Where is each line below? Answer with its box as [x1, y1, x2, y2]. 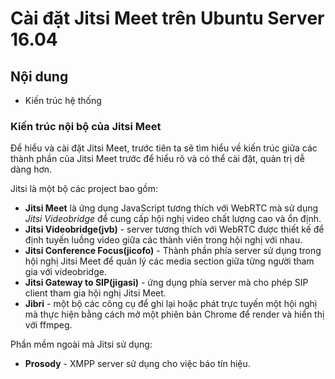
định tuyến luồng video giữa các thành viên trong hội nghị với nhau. [24, 234, 303, 246]
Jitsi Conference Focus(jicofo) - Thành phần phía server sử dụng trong [24, 245, 322, 257]
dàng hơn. [10, 163, 53, 176]
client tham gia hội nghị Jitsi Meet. [24, 287, 167, 299]
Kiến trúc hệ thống [24, 95, 102, 106]
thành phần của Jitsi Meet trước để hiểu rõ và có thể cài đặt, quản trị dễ [10, 153, 305, 165]
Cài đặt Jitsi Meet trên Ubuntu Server [10, 7, 325, 30]
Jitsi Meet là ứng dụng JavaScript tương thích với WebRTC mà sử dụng [24, 202, 319, 214]
